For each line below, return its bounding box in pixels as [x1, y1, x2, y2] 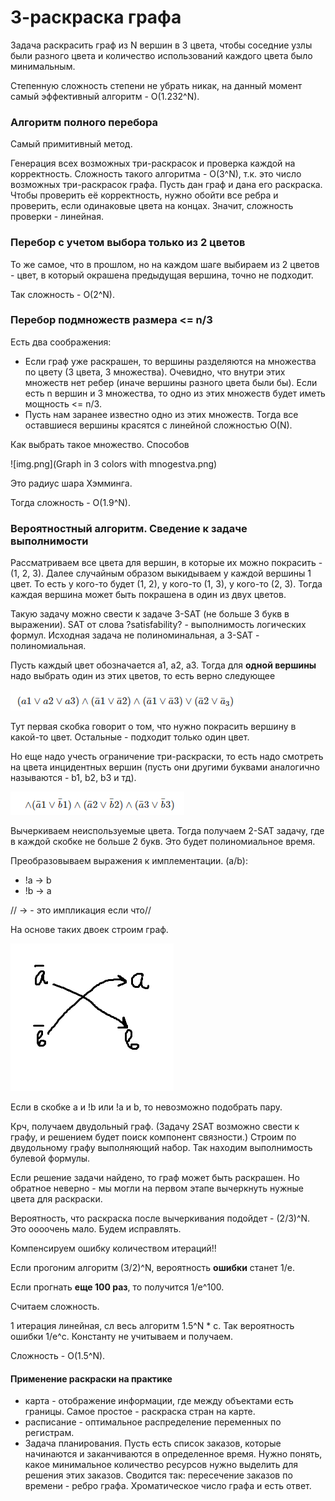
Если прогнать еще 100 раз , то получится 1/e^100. [10, 1281, 225, 1293]
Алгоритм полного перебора [10, 115, 159, 129]
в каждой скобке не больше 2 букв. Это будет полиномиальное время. [10, 836, 316, 848]
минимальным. [10, 60, 76, 72]
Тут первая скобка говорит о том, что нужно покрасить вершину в [10, 721, 297, 733]
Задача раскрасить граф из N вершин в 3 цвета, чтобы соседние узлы [10, 39, 313, 51]
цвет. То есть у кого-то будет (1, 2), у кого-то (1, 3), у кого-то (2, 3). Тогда [10, 578, 323, 590]
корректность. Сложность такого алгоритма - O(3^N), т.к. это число [10, 168, 302, 180]
